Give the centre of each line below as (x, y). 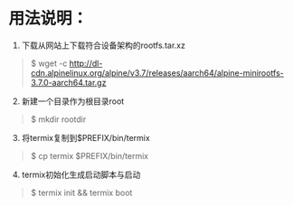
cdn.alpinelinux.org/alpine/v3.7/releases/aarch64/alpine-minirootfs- (157, 72)
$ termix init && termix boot (81, 192)
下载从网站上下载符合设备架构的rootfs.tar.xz (104, 45)
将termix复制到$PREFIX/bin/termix (85, 137)
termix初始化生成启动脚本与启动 (81, 174)
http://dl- (86, 63)
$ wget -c (49, 63)
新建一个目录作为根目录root (73, 101)
